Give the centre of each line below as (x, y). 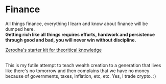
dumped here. (20, 29)
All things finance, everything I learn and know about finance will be (77, 24)
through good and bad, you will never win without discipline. (71, 40)
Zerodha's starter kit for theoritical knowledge (54, 50)
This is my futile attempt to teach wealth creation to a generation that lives (83, 65)
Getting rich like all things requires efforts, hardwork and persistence (80, 34)
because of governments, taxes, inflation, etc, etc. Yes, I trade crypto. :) (81, 76)
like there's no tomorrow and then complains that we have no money (77, 71)
